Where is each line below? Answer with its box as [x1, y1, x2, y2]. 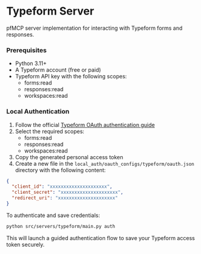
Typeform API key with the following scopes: [15, 73, 128, 80]
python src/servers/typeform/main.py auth [6, 223, 115, 229]
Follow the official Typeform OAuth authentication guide [15, 121, 155, 128]
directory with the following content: [15, 166, 106, 174]
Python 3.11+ [15, 60, 47, 67]
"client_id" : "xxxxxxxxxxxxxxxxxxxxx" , [12, 184, 113, 190]
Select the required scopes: [15, 128, 85, 135]
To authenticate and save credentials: [6, 211, 100, 219]
